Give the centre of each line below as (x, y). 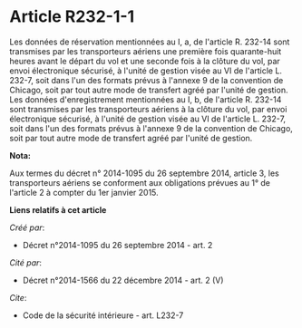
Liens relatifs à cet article (58, 209)
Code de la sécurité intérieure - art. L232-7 (103, 315)
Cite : (18, 297)
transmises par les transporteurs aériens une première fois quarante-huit (146, 51)
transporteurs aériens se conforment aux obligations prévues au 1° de (140, 182)
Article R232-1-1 (72, 17)
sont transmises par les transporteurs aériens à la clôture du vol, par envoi (148, 109)
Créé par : (27, 227)
